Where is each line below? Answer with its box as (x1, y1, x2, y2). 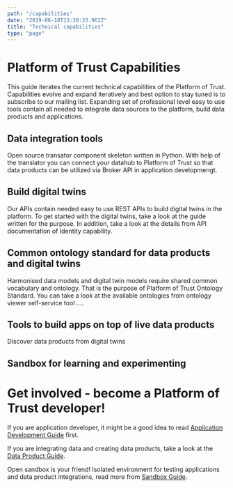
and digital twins (7, 258, 81, 270)
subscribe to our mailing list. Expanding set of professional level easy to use (7, 98, 225, 106)
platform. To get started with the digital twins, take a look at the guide (7, 212, 207, 220)
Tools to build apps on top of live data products (7, 319, 215, 331)
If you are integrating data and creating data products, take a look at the (7, 444, 214, 452)
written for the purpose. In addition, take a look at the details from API (7, 219, 207, 227)
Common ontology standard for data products (7, 247, 211, 259)
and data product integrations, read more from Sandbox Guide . (7, 472, 188, 481)
